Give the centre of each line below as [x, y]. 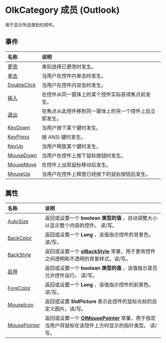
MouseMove [22, 165]
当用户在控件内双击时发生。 [74, 85]
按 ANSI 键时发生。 [64, 137]
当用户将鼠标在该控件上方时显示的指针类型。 [97, 325]
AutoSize [18, 221]
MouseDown [22, 155]
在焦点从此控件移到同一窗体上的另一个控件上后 [96, 111]
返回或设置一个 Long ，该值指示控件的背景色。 [99, 234]
